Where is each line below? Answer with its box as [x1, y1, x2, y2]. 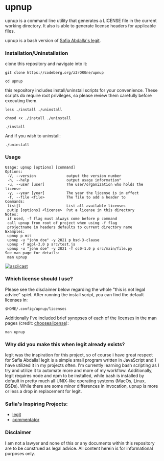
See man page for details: [5, 250, 60, 255]
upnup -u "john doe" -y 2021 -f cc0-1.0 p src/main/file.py [7, 246, 133, 251]
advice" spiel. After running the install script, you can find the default [5, 291, 144, 297]
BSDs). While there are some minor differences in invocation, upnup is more [5, 383, 158, 389]
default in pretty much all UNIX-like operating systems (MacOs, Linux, [5, 378, 146, 384]
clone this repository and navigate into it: [5, 61, 88, 67]
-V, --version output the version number [7, 173, 121, 178]
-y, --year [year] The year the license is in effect [7, 190, 139, 196]
